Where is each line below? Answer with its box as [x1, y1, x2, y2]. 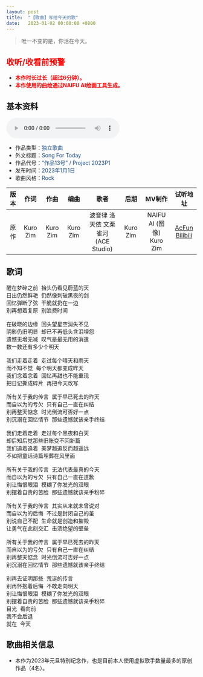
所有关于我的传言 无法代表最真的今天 [6, 466, 100, 473]
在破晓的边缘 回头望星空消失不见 [6, 320, 89, 328]
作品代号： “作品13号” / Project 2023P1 [14, 159, 111, 167]
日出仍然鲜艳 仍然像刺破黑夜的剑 [6, 292, 89, 299]
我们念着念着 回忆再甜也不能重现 [6, 372, 89, 379]
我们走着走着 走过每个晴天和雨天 [6, 357, 89, 364]
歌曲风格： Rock [14, 174, 54, 182]
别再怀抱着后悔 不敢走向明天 [6, 583, 79, 589]
